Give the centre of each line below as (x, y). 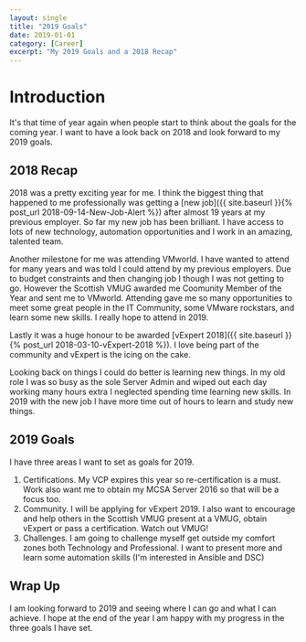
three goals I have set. (51, 627)
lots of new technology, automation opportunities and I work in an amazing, (151, 231)
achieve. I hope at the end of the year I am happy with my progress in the (147, 617)
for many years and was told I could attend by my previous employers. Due (151, 268)
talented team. (37, 241)
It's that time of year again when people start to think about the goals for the (153, 123)
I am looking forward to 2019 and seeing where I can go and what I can (143, 608)
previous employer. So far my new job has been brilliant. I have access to (147, 221)
